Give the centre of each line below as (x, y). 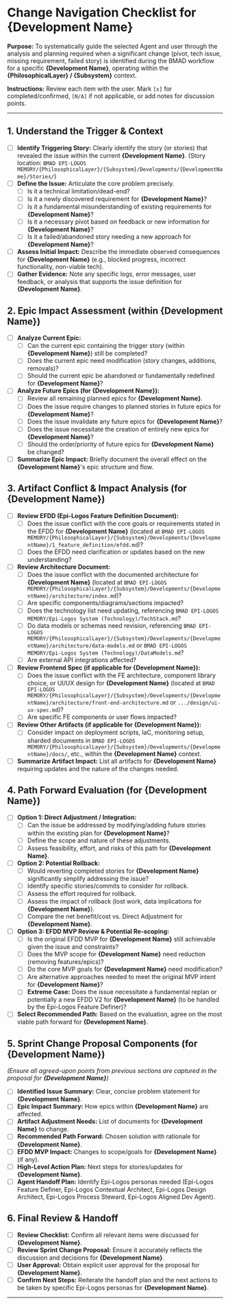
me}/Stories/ (36, 176)
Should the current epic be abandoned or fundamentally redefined (121, 376)
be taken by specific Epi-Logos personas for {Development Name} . (113, 1287)
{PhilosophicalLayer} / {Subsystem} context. (72, 75)
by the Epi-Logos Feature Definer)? (77, 1007)
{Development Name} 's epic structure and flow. (85, 467)
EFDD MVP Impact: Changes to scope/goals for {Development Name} (117, 1151)
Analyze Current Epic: (49, 338)
